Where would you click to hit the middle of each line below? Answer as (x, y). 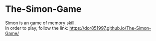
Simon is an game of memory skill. (41, 23)
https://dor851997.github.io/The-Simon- (110, 28)
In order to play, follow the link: (37, 28)
